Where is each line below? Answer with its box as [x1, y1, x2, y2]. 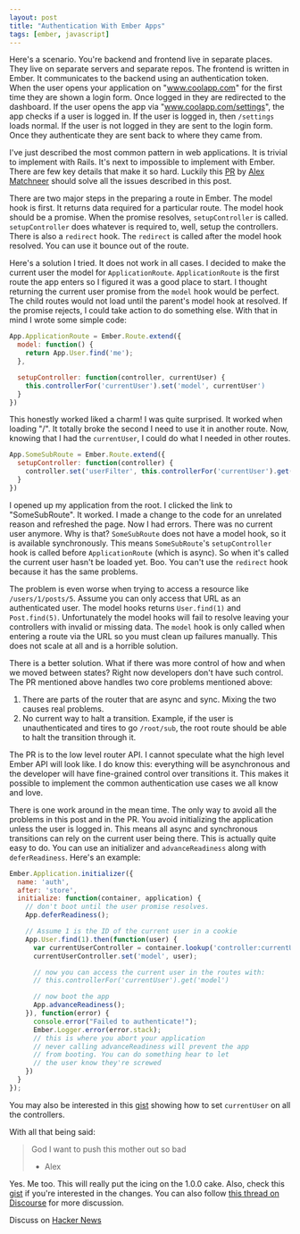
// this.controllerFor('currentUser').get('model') [32, 976, 229, 985]
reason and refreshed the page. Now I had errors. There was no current [9, 519, 273, 529]
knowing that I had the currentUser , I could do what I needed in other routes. [9, 433, 291, 444]
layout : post [9, 13, 58, 22]
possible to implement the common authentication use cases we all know [9, 778, 279, 788]
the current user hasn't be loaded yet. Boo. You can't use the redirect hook [9, 556, 288, 567]
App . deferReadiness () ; [25, 911, 110, 920]
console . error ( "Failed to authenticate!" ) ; [32, 1017, 198, 1026]
